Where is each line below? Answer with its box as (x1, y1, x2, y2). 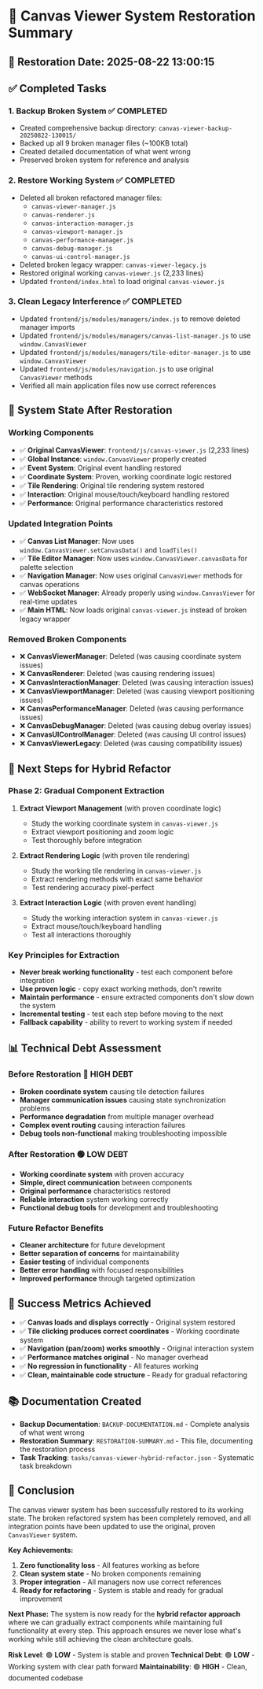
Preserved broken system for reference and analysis (19, 155, 190, 164)
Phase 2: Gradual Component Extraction (8, 785, 165, 796)
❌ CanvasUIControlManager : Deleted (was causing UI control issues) (19, 730, 247, 739)
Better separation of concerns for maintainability (19, 1249, 180, 1258)
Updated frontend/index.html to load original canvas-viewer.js (19, 276, 225, 286)
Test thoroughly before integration (31, 835, 143, 844)
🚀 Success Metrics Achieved (8, 1296, 152, 1310)
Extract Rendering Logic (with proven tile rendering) (19, 850, 190, 860)
